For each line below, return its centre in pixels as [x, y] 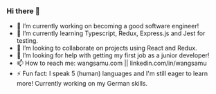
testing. [27, 41]
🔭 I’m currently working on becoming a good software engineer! [108, 26]
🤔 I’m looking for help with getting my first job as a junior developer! [113, 55]
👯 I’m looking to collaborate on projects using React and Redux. [107, 48]
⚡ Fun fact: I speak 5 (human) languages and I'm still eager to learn [112, 74]
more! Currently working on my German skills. [82, 84]
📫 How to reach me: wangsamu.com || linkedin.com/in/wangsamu [111, 63]
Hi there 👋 [24, 11]
